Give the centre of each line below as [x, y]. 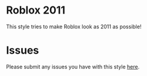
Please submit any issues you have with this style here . [73, 67]
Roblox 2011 [36, 10]
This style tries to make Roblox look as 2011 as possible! [74, 27]
